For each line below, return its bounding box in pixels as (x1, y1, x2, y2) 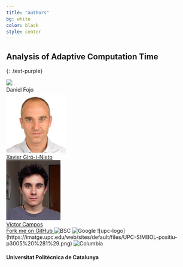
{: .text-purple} (6, 68, 43, 75)
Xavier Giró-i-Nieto (6, 153, 53, 161)
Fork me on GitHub (6, 227, 53, 235)
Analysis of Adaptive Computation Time (6, 51, 158, 62)
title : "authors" (6, 10, 50, 16)
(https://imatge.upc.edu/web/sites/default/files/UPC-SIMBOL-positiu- (6, 233, 178, 241)
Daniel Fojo (6, 86, 34, 93)
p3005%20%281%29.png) (6, 240, 73, 247)
